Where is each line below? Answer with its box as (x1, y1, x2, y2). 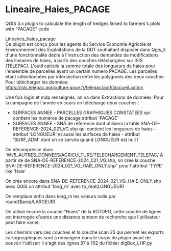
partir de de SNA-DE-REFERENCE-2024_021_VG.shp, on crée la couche (5, 157, 156, 163)
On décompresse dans (5, 146, 54, 152)
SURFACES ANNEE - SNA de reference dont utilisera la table (12, 120, 140, 126)
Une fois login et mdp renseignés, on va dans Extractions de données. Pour (5, 94, 164, 100)
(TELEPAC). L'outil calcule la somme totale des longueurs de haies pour (5, 63, 156, 69)
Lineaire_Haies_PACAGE (5, 4, 110, 15)
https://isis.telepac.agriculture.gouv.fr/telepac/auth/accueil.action (5, 84, 144, 90)
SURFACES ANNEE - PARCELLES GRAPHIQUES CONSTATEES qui (12, 109, 151, 116)
